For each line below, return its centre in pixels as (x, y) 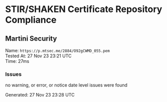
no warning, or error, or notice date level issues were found (66, 85)
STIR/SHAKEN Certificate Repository (84, 9)
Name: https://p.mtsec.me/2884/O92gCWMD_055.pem (58, 50)
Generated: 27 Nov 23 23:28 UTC (40, 95)
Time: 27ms (17, 61)
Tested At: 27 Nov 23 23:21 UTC (38, 56)
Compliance (31, 20)
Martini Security (31, 38)
